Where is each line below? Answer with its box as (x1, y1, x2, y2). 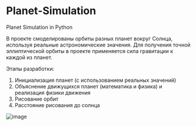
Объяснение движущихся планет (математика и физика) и (14, 82, 162, 89)
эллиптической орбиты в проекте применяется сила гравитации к (6, 47, 174, 54)
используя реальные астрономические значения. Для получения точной (6, 41, 191, 48)
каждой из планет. (6, 54, 53, 61)
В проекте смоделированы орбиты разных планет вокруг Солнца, (6, 35, 173, 42)
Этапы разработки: (6, 65, 55, 72)
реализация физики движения (14, 89, 91, 96)
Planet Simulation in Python (6, 24, 73, 31)
